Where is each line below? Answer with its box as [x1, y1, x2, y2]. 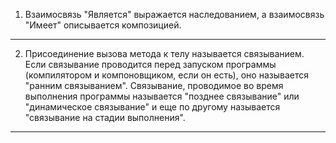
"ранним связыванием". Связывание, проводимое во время [24, 80, 284, 91]
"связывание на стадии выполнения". [24, 112, 186, 123]
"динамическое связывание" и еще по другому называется [24, 101, 281, 113]
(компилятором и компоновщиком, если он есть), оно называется [24, 69, 309, 81]
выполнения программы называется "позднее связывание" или [24, 90, 300, 102]
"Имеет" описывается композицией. [24, 19, 182, 31]
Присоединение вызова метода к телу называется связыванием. [24, 48, 305, 59]
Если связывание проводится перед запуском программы [24, 59, 277, 70]
